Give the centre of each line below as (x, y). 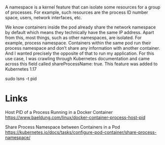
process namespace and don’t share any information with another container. (82, 48)
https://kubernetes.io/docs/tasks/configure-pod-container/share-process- (81, 132)
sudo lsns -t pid (21, 79)
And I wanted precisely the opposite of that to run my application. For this (80, 53)
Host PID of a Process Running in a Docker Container (59, 112)
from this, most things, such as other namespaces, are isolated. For (73, 37)
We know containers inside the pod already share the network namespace (81, 27)
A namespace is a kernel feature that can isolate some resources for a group (83, 7)
